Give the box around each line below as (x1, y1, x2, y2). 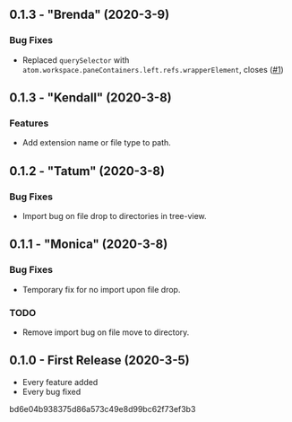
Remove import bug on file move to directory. (21, 327, 190, 338)
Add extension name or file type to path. (21, 137, 172, 148)
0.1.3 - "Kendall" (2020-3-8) (9, 90, 172, 106)
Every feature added (21, 376, 99, 387)
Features (9, 117, 49, 129)
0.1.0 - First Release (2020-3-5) (9, 353, 190, 368)
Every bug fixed (21, 386, 82, 397)
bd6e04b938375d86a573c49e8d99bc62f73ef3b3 (9, 403, 196, 414)
